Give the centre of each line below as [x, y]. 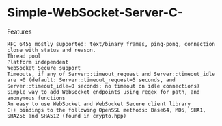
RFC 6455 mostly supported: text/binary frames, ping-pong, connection [111, 44]
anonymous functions [37, 98]
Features [19, 32]
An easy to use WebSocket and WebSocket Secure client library [99, 104]
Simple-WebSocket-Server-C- [95, 13]
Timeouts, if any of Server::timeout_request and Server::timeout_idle [111, 74]
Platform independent [38, 62]
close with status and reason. [52, 50]
